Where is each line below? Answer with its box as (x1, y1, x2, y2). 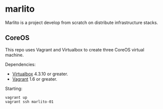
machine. (5, 52, 24, 58)
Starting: (5, 86, 23, 91)
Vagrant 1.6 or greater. (12, 76, 57, 82)
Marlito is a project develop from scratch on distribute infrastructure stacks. (5, 20, 158, 25)
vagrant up (5, 95, 27, 100)
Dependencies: (5, 61, 36, 67)
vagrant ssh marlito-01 (5, 99, 54, 104)
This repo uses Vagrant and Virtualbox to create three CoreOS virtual (5, 46, 145, 52)
